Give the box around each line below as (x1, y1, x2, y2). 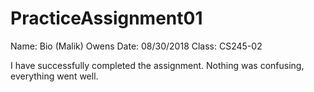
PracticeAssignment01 (10, 7, 203, 30)
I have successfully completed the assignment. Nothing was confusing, (10, 59, 305, 71)
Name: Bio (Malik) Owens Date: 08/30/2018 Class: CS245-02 (10, 40, 263, 52)
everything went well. (10, 70, 99, 82)
